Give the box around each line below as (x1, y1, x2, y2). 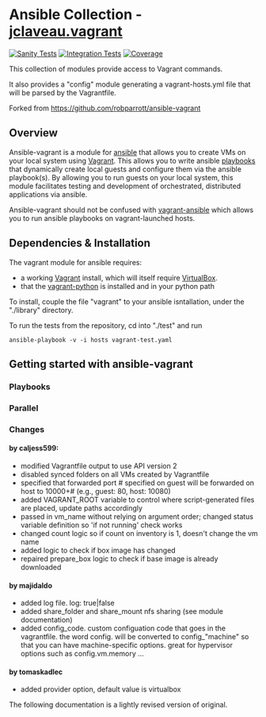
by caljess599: (9, 443, 59, 453)
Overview (9, 126, 59, 140)
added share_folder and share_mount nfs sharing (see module (20, 607, 224, 616)
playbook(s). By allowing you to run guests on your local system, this (9, 172, 234, 182)
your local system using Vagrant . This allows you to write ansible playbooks (9, 156, 256, 165)
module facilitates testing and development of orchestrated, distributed (9, 181, 241, 191)
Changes (9, 423, 45, 434)
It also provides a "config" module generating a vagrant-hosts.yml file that (9, 79, 251, 89)
